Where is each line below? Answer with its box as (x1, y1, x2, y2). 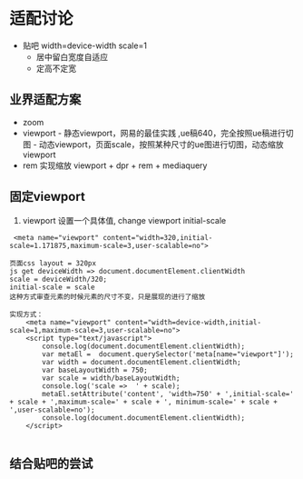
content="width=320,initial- (103, 233, 213, 242)
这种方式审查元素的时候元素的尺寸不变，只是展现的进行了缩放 (9, 292, 206, 301)
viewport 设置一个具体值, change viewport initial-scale (22, 215, 227, 225)
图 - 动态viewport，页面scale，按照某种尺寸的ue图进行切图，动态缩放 (22, 138, 284, 150)
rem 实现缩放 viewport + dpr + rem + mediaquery (22, 160, 208, 171)
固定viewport (9, 189, 86, 205)
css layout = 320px (22, 258, 97, 268)
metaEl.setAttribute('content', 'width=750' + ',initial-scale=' (42, 389, 295, 398)
